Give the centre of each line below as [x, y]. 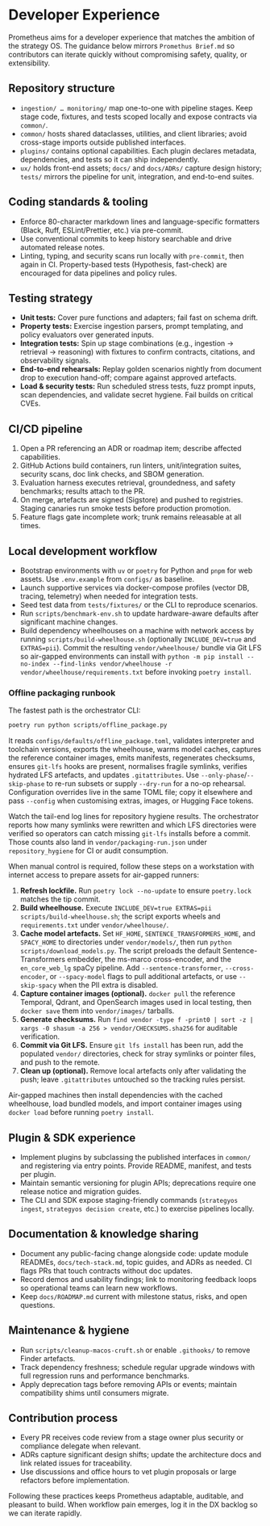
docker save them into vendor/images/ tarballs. [97, 1011]
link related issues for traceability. [76, 1463]
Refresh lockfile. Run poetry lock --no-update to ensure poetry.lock [136, 891]
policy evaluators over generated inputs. [87, 335]
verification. [40, 1036]
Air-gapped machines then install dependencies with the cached [116, 1095]
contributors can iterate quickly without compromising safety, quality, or [128, 54]
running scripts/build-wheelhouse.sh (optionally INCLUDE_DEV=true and [138, 639]
